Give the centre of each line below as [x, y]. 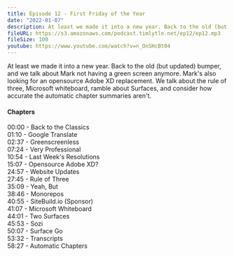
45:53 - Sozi [25, 223]
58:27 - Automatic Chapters [47, 246]
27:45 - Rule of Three [38, 179]
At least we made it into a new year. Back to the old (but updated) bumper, [115, 66]
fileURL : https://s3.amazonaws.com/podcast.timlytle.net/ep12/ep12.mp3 [114, 33]
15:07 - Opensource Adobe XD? [53, 164]
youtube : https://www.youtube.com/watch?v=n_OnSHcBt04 [89, 46]
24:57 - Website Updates [43, 172]
